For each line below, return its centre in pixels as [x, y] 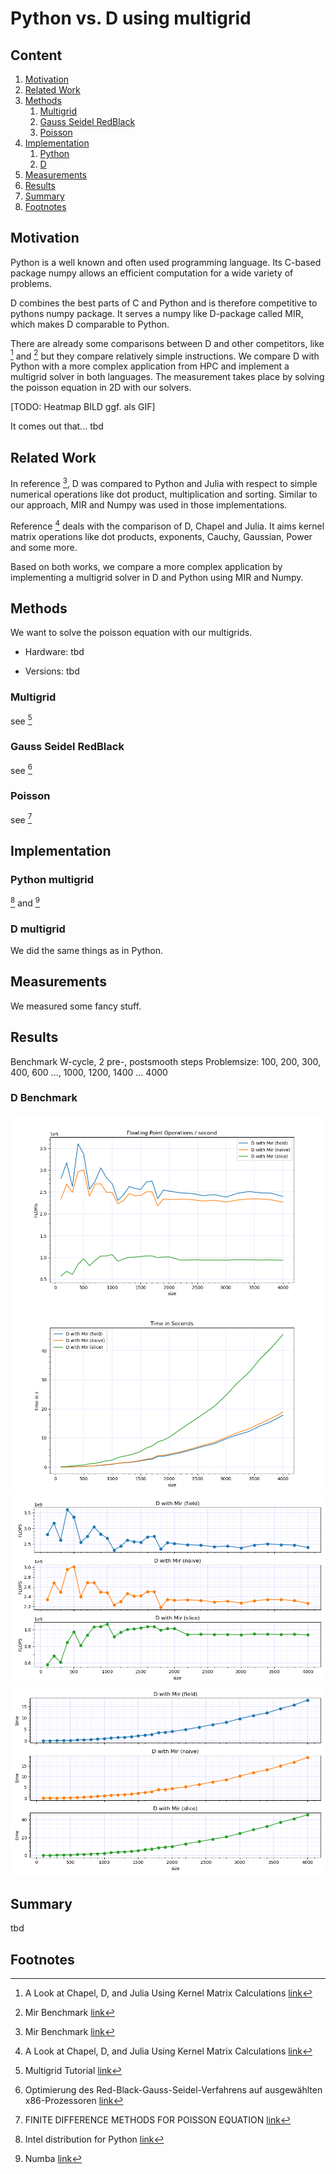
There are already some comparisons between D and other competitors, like [167, 343]
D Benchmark [44, 1098]
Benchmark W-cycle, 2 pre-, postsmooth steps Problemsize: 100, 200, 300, [166, 1061]
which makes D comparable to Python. [90, 324]
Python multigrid [52, 879]
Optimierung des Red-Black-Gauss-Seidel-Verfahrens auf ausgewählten [173, 2090]
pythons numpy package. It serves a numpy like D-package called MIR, [157, 313]
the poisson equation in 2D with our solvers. [101, 388]
